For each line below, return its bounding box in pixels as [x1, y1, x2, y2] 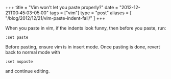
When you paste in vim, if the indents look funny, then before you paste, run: [5, 25, 166, 31]
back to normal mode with [5, 49, 60, 55]
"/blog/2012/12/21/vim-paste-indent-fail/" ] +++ [5, 15, 106, 21]
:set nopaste [5, 59, 33, 64]
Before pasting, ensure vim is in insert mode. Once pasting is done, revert [5, 44, 160, 50]
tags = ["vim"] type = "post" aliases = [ [50, 10, 132, 16]
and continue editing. [5, 68, 50, 74]
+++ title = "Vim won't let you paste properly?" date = [5, 5, 118, 10]
